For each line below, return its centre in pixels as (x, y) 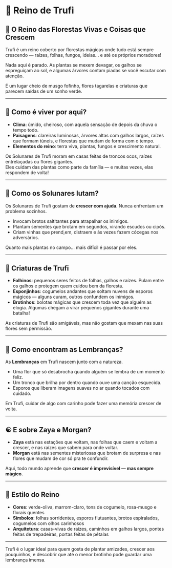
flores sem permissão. (29, 329)
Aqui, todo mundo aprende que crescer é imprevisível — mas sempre (79, 469)
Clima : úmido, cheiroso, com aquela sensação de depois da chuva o (85, 124)
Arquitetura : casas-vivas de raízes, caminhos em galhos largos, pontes (88, 529)
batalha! (21, 313)
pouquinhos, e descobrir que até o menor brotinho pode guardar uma (79, 554)
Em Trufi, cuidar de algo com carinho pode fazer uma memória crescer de (83, 404)
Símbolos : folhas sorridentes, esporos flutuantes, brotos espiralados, (86, 518)
